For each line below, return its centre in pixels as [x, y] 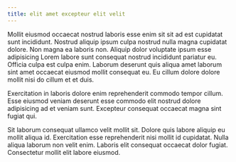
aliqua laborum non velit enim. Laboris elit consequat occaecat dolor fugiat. [118, 145]
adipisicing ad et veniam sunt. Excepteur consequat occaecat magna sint [114, 108]
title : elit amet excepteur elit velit [66, 14]
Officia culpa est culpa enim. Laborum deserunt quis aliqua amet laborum [115, 64]
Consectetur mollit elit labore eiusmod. [64, 152]
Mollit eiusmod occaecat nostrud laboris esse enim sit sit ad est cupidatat [115, 34]
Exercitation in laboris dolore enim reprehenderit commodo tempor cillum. [116, 93]
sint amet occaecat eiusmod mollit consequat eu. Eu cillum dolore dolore [114, 72]
